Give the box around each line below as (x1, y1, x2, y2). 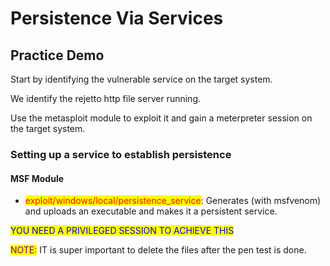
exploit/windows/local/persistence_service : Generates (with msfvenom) (24, 195, 322, 207)
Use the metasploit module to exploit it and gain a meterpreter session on (10, 112, 313, 124)
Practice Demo (10, 47, 105, 64)
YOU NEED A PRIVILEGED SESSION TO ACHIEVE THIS (10, 225, 235, 237)
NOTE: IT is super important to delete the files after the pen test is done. (10, 244, 307, 256)
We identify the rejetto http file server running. (10, 93, 201, 104)
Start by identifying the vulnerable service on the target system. (10, 73, 273, 85)
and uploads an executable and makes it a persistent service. (24, 205, 278, 217)
